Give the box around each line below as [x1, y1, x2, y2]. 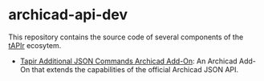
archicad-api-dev [8, 6, 128, 24]
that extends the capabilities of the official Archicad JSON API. [31, 64, 239, 74]
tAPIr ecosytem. [8, 40, 62, 50]
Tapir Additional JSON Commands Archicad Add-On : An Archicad [19, 56, 238, 66]
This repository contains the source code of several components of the [8, 32, 244, 42]
